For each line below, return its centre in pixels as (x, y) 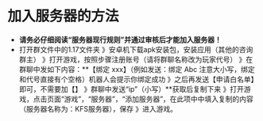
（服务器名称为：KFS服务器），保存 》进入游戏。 (98, 108)
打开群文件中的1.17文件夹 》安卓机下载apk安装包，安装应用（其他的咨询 (136, 49)
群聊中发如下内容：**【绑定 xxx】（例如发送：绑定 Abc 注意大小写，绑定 (137, 69)
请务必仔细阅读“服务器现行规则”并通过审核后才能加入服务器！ (120, 40)
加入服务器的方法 (64, 16)
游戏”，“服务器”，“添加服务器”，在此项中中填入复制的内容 (159, 99)
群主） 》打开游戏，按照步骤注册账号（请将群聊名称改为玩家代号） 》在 (136, 59)
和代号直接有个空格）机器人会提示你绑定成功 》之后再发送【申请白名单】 (138, 79)
